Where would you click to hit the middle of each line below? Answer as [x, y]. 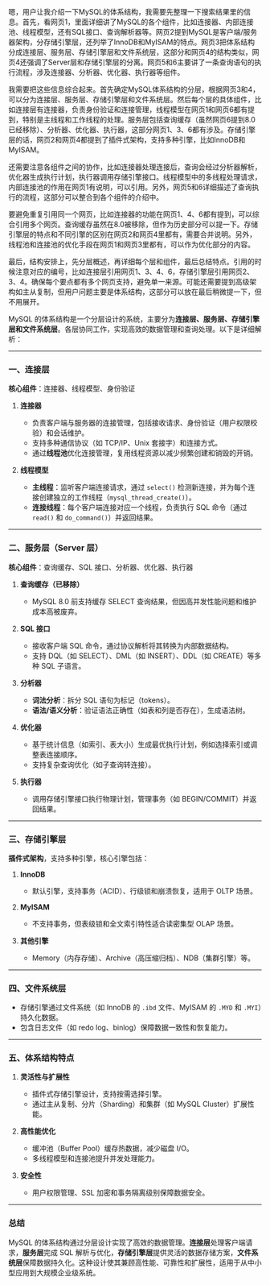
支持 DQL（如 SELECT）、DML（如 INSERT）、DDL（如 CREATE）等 [143, 656]
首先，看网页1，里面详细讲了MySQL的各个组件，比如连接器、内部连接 [138, 22]
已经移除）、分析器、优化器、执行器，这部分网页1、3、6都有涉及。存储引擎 [132, 130]
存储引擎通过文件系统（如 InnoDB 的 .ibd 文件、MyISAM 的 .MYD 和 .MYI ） [141, 1007]
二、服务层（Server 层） [56, 548]
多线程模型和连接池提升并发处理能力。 [95, 1159]
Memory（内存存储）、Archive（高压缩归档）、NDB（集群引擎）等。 [143, 958]
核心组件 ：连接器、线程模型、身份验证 [72, 388]
